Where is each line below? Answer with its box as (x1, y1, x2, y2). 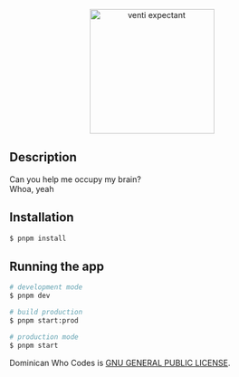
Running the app (9, 258, 104, 274)
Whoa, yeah (9, 183, 54, 194)
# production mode (9, 332, 79, 342)
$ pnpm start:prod (9, 315, 79, 325)
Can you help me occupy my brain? (9, 173, 142, 185)
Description (9, 150, 77, 165)
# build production (9, 308, 83, 317)
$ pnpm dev (9, 291, 51, 301)
